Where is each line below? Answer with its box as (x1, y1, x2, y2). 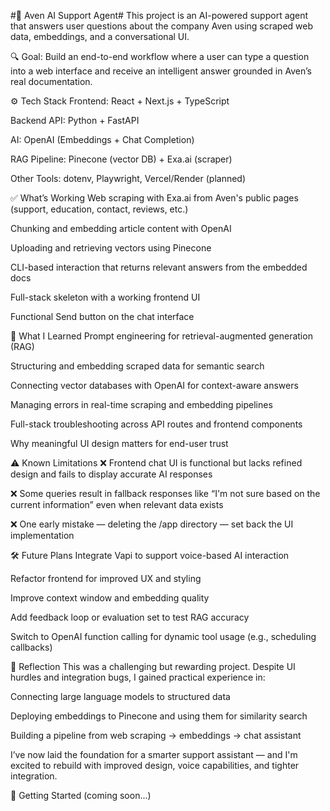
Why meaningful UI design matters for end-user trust (10, 438, 229, 449)
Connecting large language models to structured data (10, 691, 231, 702)
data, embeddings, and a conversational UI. (10, 31, 190, 42)
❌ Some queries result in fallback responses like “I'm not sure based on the (10, 488, 321, 499)
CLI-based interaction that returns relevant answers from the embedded (10, 261, 308, 273)
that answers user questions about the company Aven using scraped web (10, 20, 314, 32)
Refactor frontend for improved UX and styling (10, 573, 202, 584)
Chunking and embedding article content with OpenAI (10, 223, 232, 234)
